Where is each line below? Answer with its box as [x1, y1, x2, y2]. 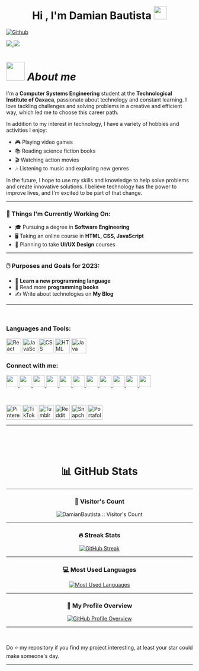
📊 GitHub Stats [61, 465, 138, 478]
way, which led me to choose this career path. [6, 109, 119, 116]
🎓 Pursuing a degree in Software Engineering [14, 223, 130, 231]
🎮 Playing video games [14, 138, 73, 145]
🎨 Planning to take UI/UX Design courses [14, 241, 115, 248]
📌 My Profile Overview [66, 602, 133, 610]
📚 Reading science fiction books [14, 147, 96, 154]
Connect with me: [6, 361, 59, 369]
